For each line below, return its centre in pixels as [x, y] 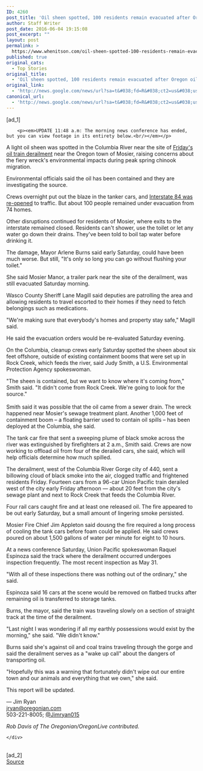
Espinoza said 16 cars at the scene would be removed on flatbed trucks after [101, 592]
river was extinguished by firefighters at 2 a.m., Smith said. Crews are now [99, 444]
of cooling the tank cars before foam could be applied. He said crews [92, 531]
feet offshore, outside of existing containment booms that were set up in [96, 356]
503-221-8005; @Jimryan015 [43, 715]
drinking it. [20, 240]
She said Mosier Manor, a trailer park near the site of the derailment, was [97, 277]
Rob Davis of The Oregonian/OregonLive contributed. [73, 726]
